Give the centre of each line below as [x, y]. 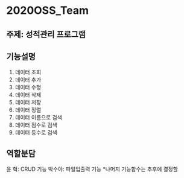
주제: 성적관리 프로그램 [46, 34]
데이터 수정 [28, 87]
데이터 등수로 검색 [36, 133]
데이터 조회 [28, 72]
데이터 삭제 [28, 95]
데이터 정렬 [28, 110]
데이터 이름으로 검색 [38, 118]
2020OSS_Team [48, 11]
